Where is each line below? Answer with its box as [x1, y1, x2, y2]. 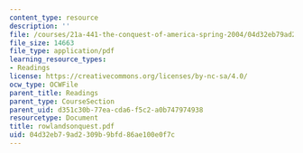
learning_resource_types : [9, 55, 106, 64]
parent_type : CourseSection [9, 96, 115, 106]
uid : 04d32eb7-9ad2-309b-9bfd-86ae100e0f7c [9, 130, 176, 139]
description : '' [9, 22, 70, 31]
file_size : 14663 [9, 38, 75, 48]
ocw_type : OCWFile [9, 80, 78, 89]
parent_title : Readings [9, 88, 99, 97]
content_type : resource [9, 13, 99, 22]
